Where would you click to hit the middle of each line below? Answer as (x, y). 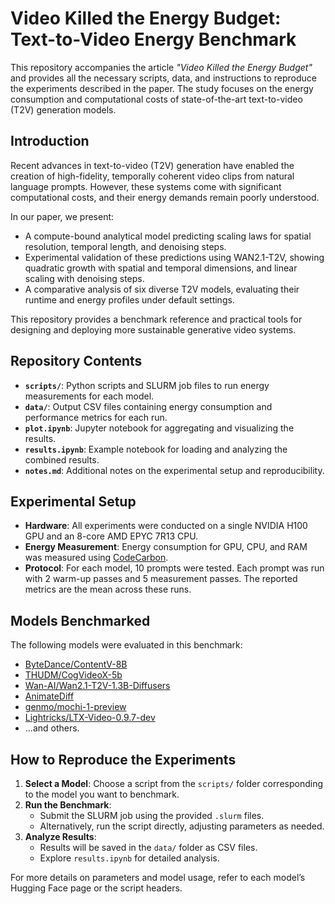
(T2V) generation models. (63, 109)
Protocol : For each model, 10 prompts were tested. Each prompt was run (174, 568)
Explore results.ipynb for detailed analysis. (129, 858)
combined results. (62, 459)
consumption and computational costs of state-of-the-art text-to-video (156, 99)
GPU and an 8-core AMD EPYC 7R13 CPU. (111, 536)
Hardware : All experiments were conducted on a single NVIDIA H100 (166, 526)
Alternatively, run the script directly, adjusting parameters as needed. (182, 826)
